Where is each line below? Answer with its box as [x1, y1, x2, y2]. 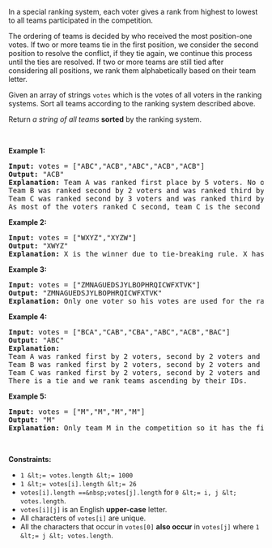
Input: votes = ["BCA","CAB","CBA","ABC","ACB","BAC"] [8, 328, 231, 336]
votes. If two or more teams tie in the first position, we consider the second [8, 40, 259, 50]
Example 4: [8, 312, 47, 321]
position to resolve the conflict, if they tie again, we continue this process [8, 49, 253, 58]
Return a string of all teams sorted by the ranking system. [8, 114, 202, 124]
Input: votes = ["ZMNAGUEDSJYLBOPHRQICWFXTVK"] [8, 280, 201, 289]
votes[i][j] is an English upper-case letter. [19, 505, 168, 514]
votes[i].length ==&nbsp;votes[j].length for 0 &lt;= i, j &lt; [19, 487, 237, 497]
